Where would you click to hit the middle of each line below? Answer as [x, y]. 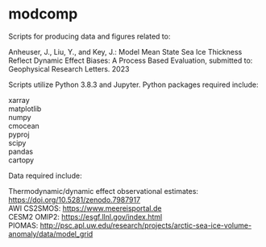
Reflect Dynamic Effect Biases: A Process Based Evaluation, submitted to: [131, 60]
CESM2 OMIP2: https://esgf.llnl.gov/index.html [85, 216]
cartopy [21, 160]
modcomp [43, 14]
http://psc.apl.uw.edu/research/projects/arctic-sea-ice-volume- [146, 225]
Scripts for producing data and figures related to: [89, 36]
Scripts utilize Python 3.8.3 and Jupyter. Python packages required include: [134, 84]
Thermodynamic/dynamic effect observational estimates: [104, 191]
